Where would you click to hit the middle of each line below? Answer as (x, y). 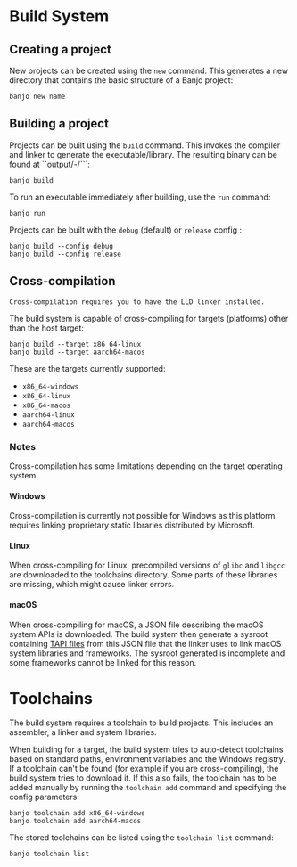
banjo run (28, 213)
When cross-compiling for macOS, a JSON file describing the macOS (136, 625)
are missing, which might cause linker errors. (92, 585)
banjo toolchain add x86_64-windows (77, 814)
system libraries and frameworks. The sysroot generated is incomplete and (147, 653)
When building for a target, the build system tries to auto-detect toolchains (146, 749)
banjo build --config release (66, 254)
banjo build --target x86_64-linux (75, 344)
